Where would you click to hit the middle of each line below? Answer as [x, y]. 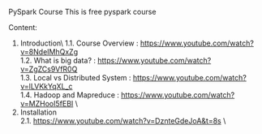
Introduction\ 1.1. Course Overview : [79, 43]
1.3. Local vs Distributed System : [75, 78]
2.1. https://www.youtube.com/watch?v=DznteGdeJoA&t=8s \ [123, 121]
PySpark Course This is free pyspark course [82, 12]
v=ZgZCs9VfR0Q [49, 69]
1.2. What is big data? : [58, 61]
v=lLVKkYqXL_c [46, 86]
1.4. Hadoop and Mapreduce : [70, 95]
